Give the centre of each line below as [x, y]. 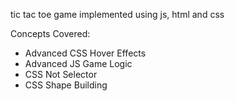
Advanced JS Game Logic [78, 63]
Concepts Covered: [50, 33]
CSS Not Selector [61, 74]
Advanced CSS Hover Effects [85, 53]
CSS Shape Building [66, 85]
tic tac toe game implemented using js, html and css [117, 14]
